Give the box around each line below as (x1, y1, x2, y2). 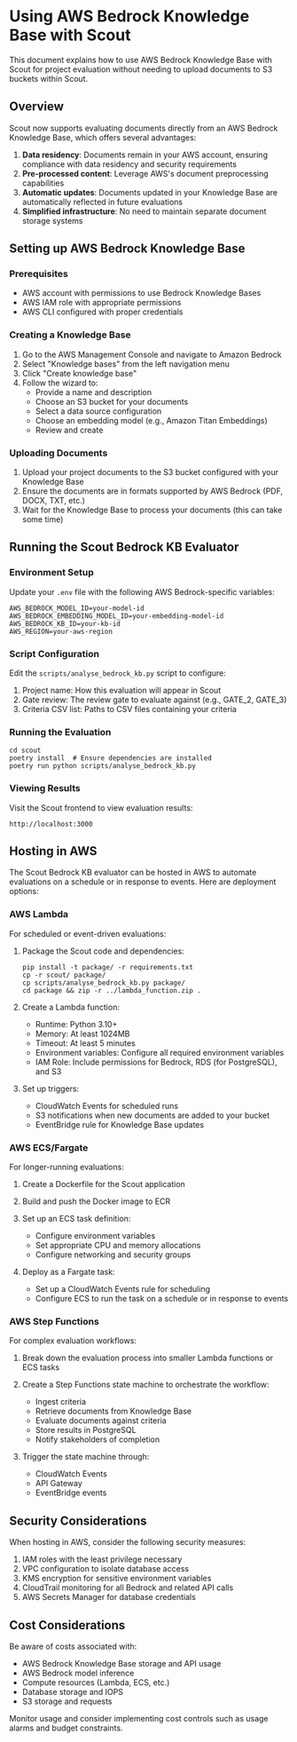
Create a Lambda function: (21, 1002, 120, 1012)
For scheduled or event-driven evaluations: (9, 928, 167, 938)
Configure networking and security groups (35, 1249, 191, 1260)
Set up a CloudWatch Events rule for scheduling (35, 1284, 211, 1295)
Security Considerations (9, 1513, 148, 1528)
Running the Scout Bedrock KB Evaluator (9, 540, 239, 555)
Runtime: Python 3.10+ (35, 1018, 118, 1029)
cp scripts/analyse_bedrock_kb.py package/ (21, 978, 186, 987)
